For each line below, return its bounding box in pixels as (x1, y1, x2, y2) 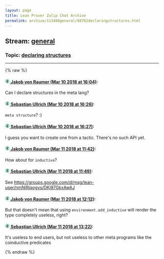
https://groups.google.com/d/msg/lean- (14, 179, 94, 186)
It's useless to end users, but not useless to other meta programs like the (5, 235, 152, 240)
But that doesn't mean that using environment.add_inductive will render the (5, 207, 157, 213)
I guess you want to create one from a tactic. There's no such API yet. (5, 135, 145, 141)
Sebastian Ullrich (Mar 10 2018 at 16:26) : (10, 101, 95, 107)
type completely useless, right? (5, 212, 68, 218)
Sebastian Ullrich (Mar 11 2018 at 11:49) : (10, 168, 93, 174)
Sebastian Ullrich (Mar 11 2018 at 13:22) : (10, 223, 94, 230)
